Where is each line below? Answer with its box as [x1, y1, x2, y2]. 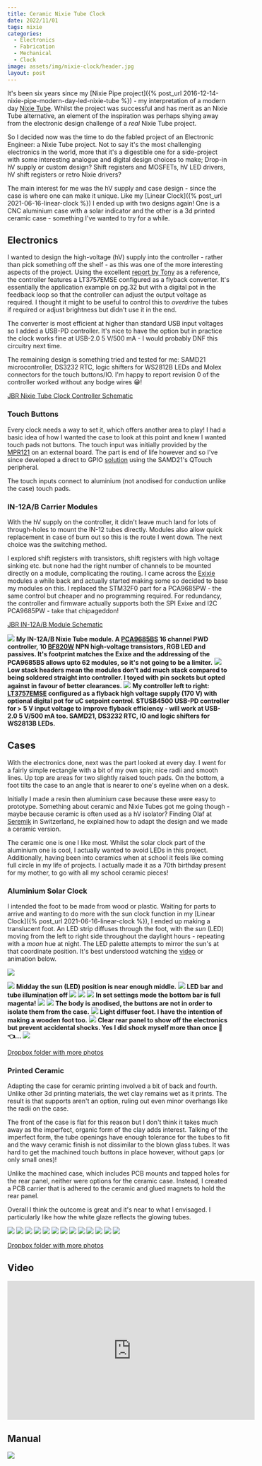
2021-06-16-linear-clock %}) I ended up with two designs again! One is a [7, 199, 220, 207]
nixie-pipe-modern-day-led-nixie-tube [7, 96, 120, 105]
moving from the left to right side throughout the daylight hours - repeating [7, 932, 225, 940]
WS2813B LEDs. [7, 719, 56, 728]
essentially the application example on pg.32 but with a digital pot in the [7, 283, 217, 292]
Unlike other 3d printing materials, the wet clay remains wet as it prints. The [7, 1089, 227, 1098]
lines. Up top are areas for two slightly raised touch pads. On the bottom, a [7, 773, 225, 781]
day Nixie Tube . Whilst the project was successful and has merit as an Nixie [7, 104, 228, 112]
